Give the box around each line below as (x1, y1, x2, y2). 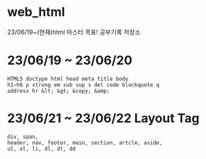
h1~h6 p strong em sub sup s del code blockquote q (7, 81, 160, 88)
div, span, (7, 133, 39, 140)
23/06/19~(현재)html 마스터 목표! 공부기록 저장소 (7, 28, 141, 36)
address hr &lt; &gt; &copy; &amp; (7, 87, 110, 94)
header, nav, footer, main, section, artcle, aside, (7, 139, 163, 146)
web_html (7, 4, 65, 20)
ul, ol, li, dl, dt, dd (7, 145, 76, 152)
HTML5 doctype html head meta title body (7, 75, 129, 82)
